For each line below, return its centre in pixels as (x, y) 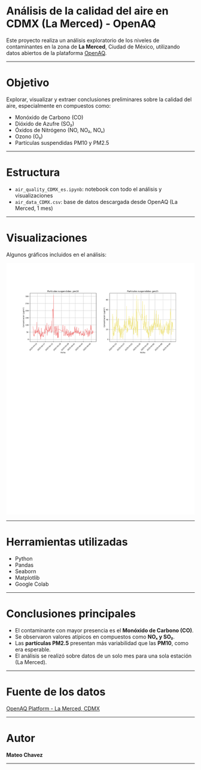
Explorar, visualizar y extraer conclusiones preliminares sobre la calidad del (99, 99)
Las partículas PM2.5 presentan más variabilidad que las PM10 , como (102, 643)
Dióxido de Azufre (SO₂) (45, 123)
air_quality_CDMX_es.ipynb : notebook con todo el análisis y (88, 189)
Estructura (33, 173)
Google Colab (32, 584)
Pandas (24, 565)
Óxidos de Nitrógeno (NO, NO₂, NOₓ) (60, 130)
